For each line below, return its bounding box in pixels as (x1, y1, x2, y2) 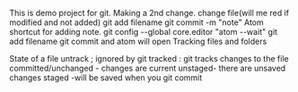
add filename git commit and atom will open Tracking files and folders (9, 36, 267, 46)
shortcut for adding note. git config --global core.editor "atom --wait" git (9, 27, 278, 37)
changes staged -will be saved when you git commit (9, 72, 203, 83)
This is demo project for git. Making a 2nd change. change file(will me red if (9, 8, 290, 18)
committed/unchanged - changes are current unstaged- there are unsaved (9, 63, 286, 73)
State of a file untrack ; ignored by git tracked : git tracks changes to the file (9, 54, 289, 63)
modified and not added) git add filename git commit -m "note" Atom (9, 17, 265, 28)
